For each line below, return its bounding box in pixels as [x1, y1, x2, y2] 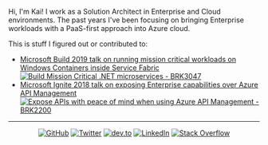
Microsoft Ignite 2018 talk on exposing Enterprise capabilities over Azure [19, 80, 259, 89]
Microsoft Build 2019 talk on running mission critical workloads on [19, 55, 237, 64]
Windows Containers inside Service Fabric [19, 63, 160, 72]
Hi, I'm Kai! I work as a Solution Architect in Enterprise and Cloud [8, 7, 221, 16]
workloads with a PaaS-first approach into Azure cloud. [8, 24, 191, 33]
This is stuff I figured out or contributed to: [8, 39, 148, 49]
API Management [19, 88, 77, 98]
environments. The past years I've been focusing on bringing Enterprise [8, 15, 245, 25]
